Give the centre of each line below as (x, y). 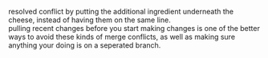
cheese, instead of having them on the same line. (89, 20)
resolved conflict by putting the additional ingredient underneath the (121, 12)
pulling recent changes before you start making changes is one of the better (134, 28)
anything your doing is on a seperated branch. (85, 45)
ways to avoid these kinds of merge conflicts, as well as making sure (122, 37)
